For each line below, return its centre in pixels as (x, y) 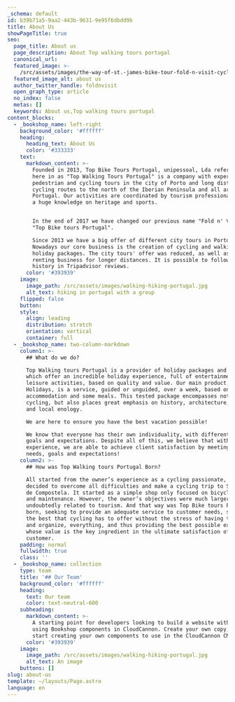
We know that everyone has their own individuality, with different (128, 435)
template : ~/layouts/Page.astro (54, 681)
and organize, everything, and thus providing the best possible (123, 525)
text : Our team (48, 597)
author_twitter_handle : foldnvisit (65, 85)
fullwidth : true (44, 551)
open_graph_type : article (51, 92)
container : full (49, 338)
